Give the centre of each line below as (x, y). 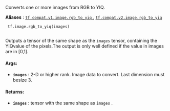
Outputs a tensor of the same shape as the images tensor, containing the (81, 41)
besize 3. (22, 80)
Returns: (15, 92)
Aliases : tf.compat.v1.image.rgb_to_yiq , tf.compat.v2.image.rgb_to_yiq (84, 17)
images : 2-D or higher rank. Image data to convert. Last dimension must (89, 75)
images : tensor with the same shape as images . (63, 103)
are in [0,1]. (17, 51)
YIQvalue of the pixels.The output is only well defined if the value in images (84, 46)
